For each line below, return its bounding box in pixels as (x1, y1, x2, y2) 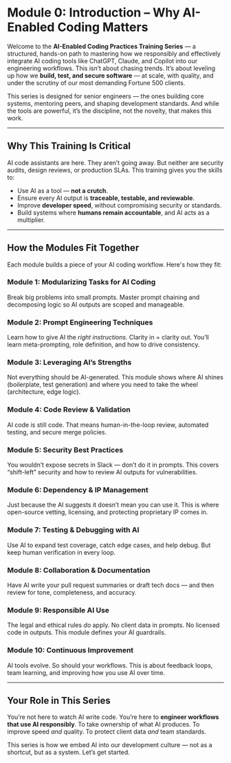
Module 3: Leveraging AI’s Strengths (7, 357, 132, 367)
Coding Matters (57, 19, 148, 35)
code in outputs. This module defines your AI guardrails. (7, 628, 166, 637)
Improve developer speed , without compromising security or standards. (16, 201, 222, 209)
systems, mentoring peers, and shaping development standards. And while (7, 99, 219, 107)
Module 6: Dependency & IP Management (7, 485, 149, 494)
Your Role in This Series (7, 694, 111, 706)
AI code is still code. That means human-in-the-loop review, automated (7, 421, 209, 429)
